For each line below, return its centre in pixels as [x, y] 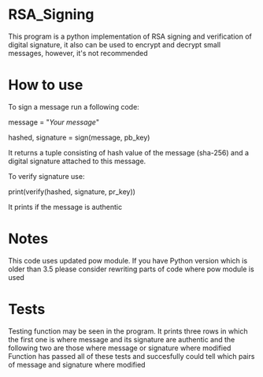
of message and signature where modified [77, 364]
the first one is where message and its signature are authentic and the [122, 339]
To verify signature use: [46, 176]
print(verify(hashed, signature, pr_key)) [72, 192]
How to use [46, 85]
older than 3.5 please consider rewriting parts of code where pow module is [131, 269]
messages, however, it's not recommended [78, 53]
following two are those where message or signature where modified [120, 348]
